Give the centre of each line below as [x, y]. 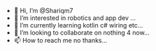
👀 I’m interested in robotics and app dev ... [75, 18]
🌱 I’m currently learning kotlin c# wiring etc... [78, 25]
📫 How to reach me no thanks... [61, 40]
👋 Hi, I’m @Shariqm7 [43, 11]
